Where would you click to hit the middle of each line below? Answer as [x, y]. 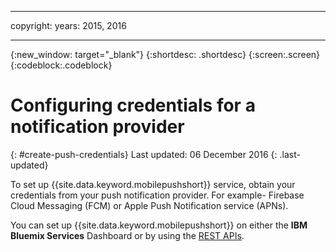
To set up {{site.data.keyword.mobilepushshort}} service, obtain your [153, 184]
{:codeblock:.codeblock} [61, 65]
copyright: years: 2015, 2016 [68, 25]
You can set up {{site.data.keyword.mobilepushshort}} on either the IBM [159, 225]
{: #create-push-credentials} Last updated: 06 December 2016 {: [144, 154]
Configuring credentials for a [133, 105]
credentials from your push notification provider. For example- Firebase [157, 195]
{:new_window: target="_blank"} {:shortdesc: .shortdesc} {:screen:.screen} [165, 54]
